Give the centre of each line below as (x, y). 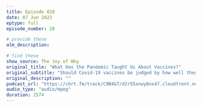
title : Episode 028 (31, 12)
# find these (23, 56)
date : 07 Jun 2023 (29, 17)
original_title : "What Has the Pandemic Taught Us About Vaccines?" (94, 67)
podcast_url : (23, 84)
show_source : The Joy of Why (43, 61)
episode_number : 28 (31, 29)
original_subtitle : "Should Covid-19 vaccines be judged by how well (95, 73)
